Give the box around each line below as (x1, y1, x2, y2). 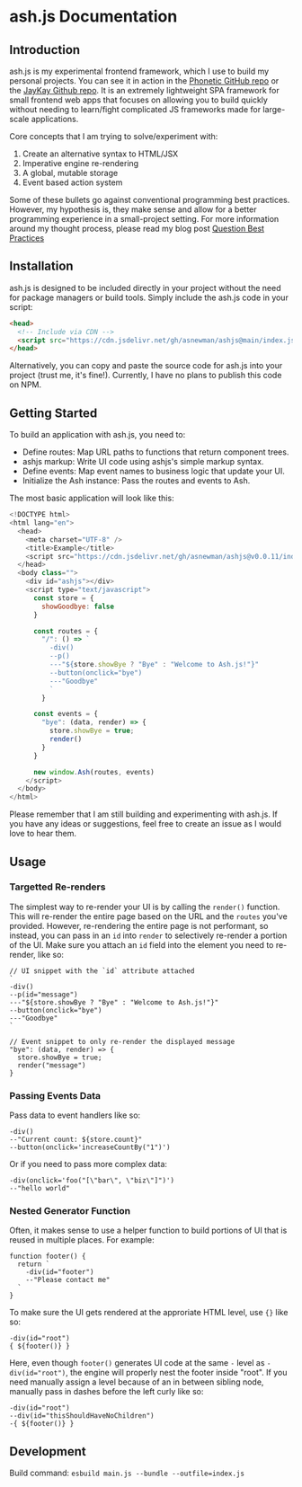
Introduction (9, 42, 81, 58)
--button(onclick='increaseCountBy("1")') (9, 1143, 171, 1152)
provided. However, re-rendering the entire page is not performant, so (9, 920, 269, 931)
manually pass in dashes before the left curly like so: (9, 1386, 204, 1397)
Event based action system (22, 177, 123, 188)
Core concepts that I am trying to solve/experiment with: (9, 131, 218, 141)
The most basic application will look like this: (9, 492, 174, 504)
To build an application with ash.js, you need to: (9, 429, 186, 440)
